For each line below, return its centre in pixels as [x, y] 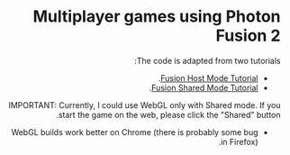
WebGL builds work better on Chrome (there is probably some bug [135, 132]
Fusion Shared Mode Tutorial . [204, 87]
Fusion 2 [248, 36]
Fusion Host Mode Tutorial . [208, 77]
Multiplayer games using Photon [157, 17]
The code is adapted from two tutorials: [208, 60]
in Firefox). [238, 141]
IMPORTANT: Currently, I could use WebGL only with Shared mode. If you [145, 105]
